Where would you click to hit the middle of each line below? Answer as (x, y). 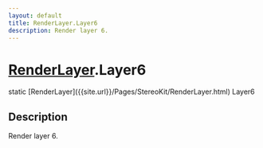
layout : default (35, 16)
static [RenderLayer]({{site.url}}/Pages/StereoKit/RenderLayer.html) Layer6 (131, 92)
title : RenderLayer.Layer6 (53, 23)
